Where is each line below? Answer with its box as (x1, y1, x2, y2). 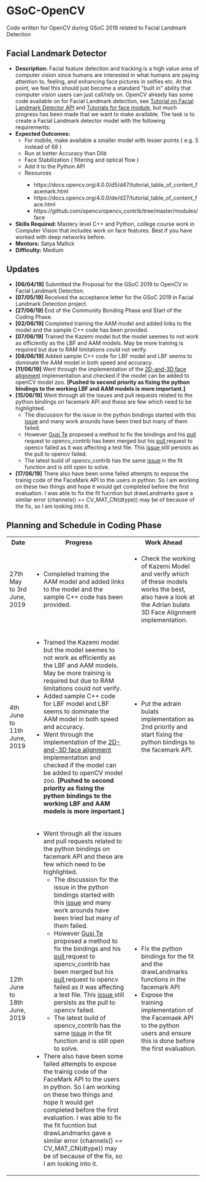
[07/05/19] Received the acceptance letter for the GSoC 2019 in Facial (15, 293, 194, 301)
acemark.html (33, 187, 69, 195)
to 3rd (9, 585, 27, 593)
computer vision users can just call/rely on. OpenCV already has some (15, 90, 193, 98)
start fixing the (140, 730, 183, 739)
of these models (140, 577, 188, 586)
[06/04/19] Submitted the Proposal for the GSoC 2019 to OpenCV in (15, 280, 188, 288)
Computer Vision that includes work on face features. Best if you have (15, 227, 193, 234)
